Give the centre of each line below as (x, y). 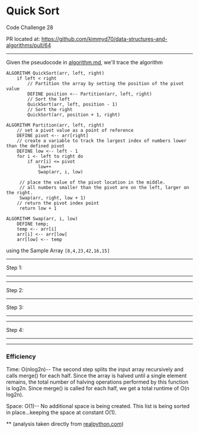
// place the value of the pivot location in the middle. (92, 182)
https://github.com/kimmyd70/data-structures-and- (104, 39)
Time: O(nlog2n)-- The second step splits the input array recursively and (95, 369)
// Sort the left (49, 99)
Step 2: (15, 290)
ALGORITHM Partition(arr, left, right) (55, 125)
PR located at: (23, 39)
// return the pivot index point (58, 203)
